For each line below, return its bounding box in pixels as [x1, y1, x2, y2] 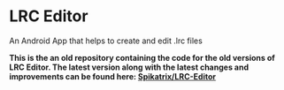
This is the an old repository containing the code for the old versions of [9, 52, 276, 63]
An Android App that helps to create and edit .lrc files [9, 35, 203, 46]
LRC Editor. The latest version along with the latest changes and [9, 62, 249, 72]
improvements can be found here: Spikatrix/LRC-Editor [9, 71, 217, 81]
